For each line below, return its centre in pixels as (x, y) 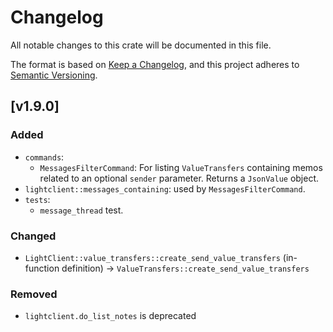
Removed (34, 294)
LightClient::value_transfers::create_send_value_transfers (152, 258)
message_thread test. (81, 210)
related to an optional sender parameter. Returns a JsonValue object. (179, 178)
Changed (33, 236)
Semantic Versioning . (54, 75)
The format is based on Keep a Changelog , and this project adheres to (155, 64)
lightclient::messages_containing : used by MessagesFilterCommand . (165, 188)
